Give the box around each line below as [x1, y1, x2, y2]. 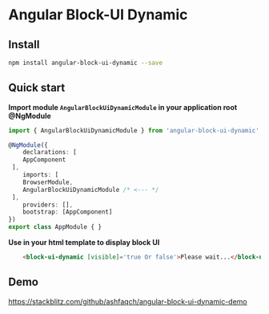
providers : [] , [22, 201, 74, 209]
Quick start [8, 81, 66, 95]
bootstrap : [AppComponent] [22, 208, 113, 216]
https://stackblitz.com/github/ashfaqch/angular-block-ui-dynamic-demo [8, 296, 247, 306]
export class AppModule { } [8, 223, 102, 231]
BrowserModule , [22, 178, 74, 186]
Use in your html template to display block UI [8, 238, 160, 247]
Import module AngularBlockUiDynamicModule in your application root [8, 102, 238, 112]
